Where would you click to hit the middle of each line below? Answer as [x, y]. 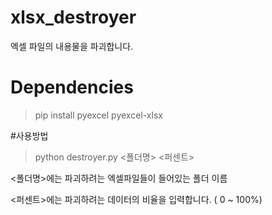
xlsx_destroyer [73, 17]
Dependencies [72, 87]
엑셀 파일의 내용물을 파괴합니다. [72, 46]
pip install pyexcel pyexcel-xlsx [98, 115]
